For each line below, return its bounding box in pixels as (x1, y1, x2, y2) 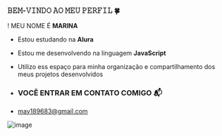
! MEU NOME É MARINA (7, 22, 78, 30)
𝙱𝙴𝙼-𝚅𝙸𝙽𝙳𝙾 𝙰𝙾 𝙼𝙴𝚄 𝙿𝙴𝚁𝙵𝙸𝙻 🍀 (7, 6, 121, 16)
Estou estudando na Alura (17, 35, 94, 44)
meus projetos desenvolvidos (17, 70, 104, 79)
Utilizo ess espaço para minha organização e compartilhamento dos (17, 63, 216, 71)
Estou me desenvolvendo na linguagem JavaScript (17, 49, 166, 58)
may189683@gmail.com (17, 106, 88, 115)
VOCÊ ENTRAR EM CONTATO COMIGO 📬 (17, 88, 163, 98)
